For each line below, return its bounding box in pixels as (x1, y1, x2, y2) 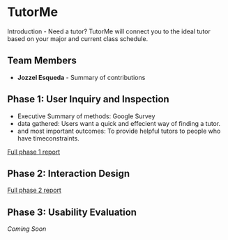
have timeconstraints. (17, 134, 80, 143)
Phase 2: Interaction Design (7, 168, 130, 179)
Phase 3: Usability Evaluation (7, 206, 137, 218)
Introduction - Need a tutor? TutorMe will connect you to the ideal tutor (7, 27, 211, 35)
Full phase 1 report (7, 147, 61, 156)
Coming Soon (7, 225, 47, 233)
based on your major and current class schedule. (7, 34, 149, 42)
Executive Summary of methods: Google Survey (17, 112, 155, 120)
